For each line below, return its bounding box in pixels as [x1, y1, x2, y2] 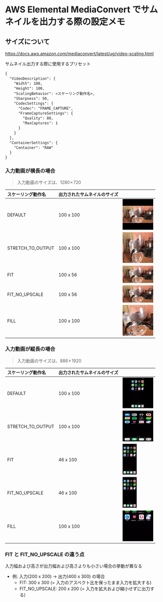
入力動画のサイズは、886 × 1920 [17, 358, 82, 364]
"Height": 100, [14, 86, 45, 91]
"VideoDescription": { [9, 76, 56, 81]
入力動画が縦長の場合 [5, 345, 55, 352]
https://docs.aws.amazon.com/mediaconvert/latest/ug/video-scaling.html [5, 51, 154, 57]
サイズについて [5, 37, 50, 46]
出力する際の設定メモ [39, 16, 126, 28]
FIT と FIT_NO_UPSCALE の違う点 [5, 551, 85, 558]
